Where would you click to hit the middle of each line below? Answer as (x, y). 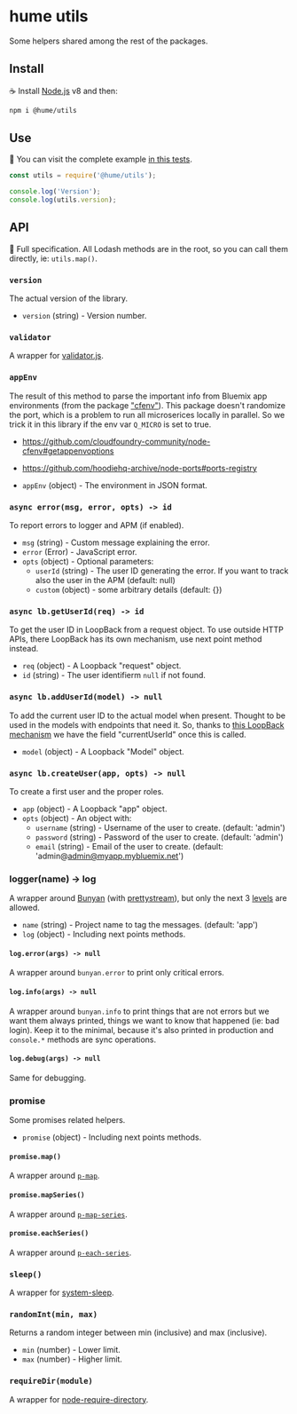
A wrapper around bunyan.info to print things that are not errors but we (139, 1011)
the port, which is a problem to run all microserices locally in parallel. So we (147, 415)
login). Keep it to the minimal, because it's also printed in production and (141, 1030)
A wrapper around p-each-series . (70, 1252)
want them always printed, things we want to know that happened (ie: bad (145, 1020)
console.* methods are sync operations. (83, 1039)
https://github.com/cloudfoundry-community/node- (116, 441)
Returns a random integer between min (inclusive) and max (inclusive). (138, 1332)
